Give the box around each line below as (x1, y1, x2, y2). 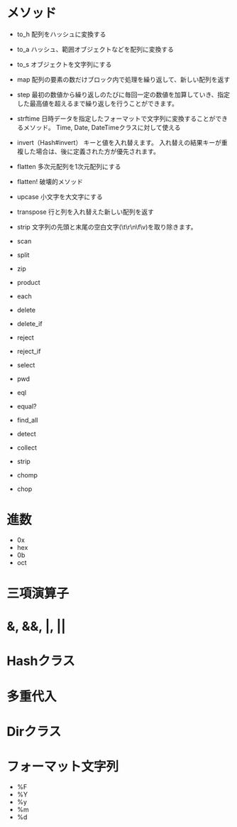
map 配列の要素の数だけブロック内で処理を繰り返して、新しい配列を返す (16, 75, 231, 84)
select (16, 360, 35, 369)
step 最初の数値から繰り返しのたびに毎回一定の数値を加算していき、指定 (16, 90, 230, 99)
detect (16, 429, 36, 438)
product (16, 278, 40, 286)
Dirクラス (6, 723, 62, 740)
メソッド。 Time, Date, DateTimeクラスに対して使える (23, 123, 182, 131)
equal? (16, 401, 37, 411)
